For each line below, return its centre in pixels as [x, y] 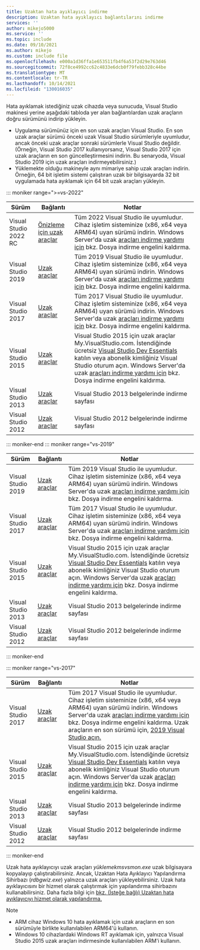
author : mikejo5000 [30, 28]
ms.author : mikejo [29, 51]
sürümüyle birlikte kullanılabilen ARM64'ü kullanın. [76, 928]
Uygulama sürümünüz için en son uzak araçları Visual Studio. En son [99, 130]
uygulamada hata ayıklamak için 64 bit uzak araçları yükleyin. [90, 181]
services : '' [22, 23]
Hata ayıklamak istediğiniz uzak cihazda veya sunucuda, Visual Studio [92, 106]
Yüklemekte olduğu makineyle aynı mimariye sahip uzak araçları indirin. [102, 168]
